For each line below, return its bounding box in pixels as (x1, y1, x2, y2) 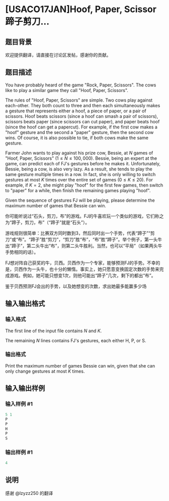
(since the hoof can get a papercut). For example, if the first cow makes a (5, 124, 157, 130)
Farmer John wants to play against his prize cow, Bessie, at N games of (5, 150, 153, 156)
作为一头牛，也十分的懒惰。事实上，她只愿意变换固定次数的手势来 (22, 266, 159, 272)
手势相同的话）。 (5, 249, 39, 255)
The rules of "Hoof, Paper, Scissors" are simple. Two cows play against (5, 97, 153, 103)
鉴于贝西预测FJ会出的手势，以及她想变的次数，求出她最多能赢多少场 (5, 283, 147, 289)
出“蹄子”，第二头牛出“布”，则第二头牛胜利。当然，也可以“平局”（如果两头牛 (5, 243, 162, 249)
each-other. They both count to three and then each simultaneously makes (5, 102, 160, 108)
